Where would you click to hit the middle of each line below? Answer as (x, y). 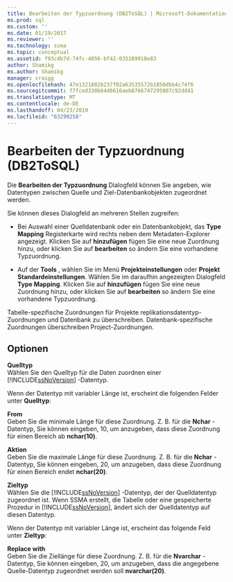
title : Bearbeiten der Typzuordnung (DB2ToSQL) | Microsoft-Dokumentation (118, 14)
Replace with (26, 549)
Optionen (28, 348)
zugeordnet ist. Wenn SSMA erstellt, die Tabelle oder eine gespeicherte (109, 500)
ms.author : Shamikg (35, 71)
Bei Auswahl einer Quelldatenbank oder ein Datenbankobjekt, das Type (119, 227)
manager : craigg (31, 78)
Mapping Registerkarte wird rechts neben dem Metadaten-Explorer (113, 233)
